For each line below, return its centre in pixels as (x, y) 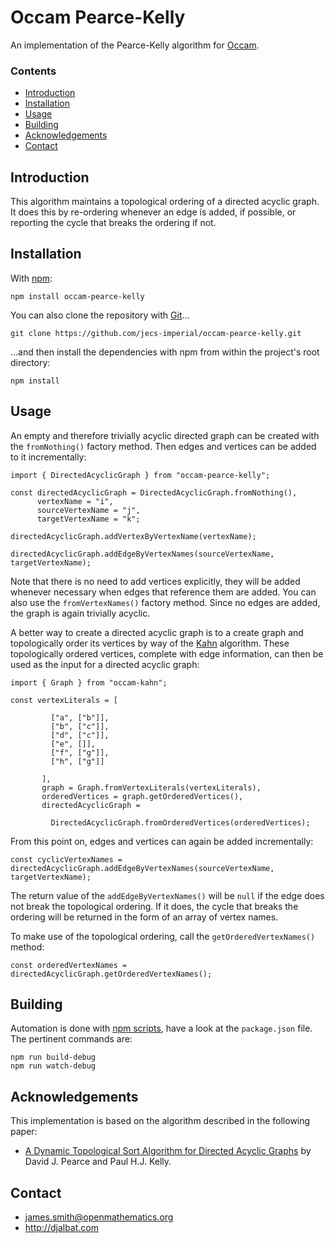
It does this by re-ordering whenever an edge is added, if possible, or (153, 212)
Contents (33, 71)
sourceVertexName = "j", (88, 510)
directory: (30, 362)
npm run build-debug (53, 1057)
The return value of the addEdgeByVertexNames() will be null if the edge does (167, 895)
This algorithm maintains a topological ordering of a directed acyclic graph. (165, 202)
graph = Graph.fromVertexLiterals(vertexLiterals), (151, 787)
